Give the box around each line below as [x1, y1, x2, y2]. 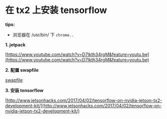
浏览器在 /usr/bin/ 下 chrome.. [12, 31, 74, 37]
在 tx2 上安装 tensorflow [5, 4, 107, 16]
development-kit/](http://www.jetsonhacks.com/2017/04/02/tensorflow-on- [5, 102, 162, 108]
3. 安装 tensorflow [5, 87, 44, 93]
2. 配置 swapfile [5, 67, 39, 73]
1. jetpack [5, 41, 26, 47]
